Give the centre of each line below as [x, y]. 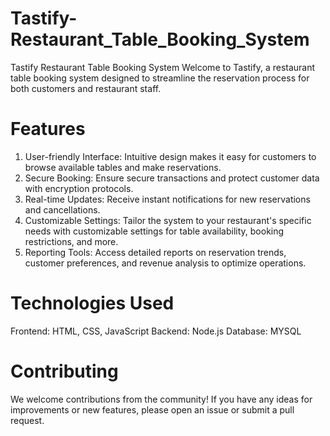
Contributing [64, 371]
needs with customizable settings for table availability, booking [154, 231]
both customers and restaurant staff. [86, 88]
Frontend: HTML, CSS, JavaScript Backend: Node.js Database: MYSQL [156, 331]
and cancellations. [62, 209]
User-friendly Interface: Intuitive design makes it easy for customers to [170, 156]
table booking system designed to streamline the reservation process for [160, 78]
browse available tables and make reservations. [123, 167]
